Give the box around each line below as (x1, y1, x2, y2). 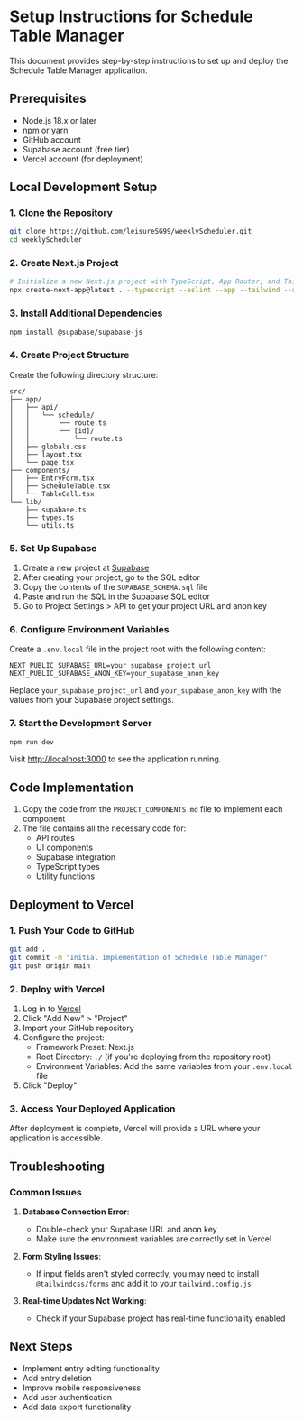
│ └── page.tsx (9, 457, 75, 466)
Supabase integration (35, 852, 116, 863)
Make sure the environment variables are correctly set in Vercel (35, 1233, 272, 1244)
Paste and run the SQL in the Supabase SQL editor (22, 591, 210, 602)
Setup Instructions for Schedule (9, 6, 254, 27)
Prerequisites (9, 91, 87, 106)
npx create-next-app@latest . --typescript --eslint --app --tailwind (9, 286, 280, 295)
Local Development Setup (9, 180, 158, 195)
